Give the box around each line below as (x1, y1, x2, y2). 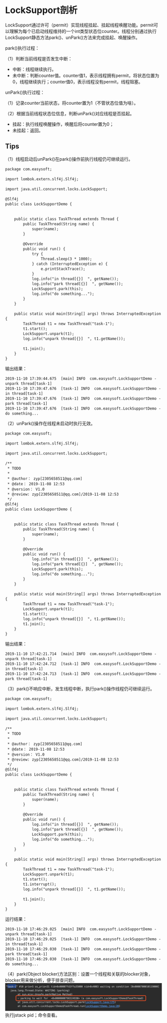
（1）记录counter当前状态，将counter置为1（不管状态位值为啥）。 (5, 100, 139, 106)
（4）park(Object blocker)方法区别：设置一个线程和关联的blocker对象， (5, 971, 153, 977)
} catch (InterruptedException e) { (31, 261, 108, 266)
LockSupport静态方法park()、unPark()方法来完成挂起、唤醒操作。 (5, 34, 140, 40)
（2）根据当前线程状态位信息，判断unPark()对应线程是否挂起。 (5, 110, 135, 116)
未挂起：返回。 (12, 127, 43, 133)
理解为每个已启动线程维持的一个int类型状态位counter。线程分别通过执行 (9, 28, 157, 34)
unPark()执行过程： (5, 89, 45, 95)
